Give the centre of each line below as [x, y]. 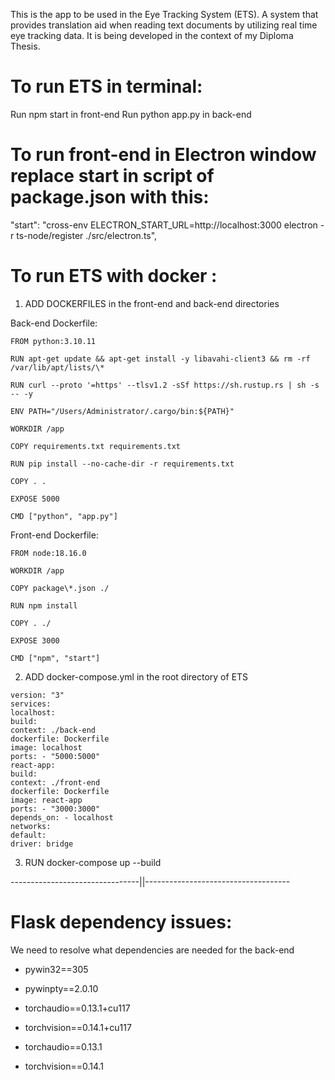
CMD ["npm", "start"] [55, 658]
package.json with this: [110, 197]
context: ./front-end [55, 782]
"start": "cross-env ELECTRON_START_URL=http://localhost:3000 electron [164, 225]
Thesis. [25, 46]
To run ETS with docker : [114, 276]
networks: [31, 826]
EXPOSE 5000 [35, 499]
